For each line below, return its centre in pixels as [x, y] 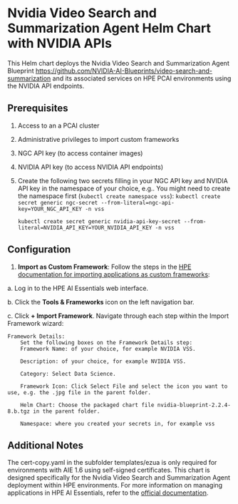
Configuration [39, 250]
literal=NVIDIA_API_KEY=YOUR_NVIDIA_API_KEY [85, 227]
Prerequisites [38, 108]
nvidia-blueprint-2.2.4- [194, 405]
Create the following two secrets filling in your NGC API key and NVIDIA [123, 180]
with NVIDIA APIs [60, 43]
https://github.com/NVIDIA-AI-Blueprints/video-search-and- [124, 71]
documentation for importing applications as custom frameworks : [114, 274]
